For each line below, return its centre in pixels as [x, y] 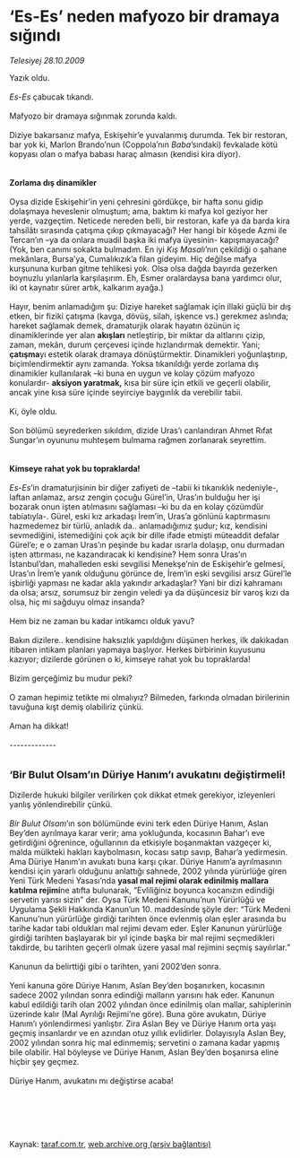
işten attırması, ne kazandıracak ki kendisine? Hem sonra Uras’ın [129, 554]
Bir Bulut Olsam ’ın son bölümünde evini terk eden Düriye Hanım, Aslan [139, 823]
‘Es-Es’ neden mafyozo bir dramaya [145, 17]
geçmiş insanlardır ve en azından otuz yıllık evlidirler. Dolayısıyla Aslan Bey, [148, 1032]
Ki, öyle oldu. [34, 411]
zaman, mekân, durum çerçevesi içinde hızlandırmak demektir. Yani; [135, 344]
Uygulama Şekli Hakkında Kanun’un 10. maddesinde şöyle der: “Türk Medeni [150, 909]
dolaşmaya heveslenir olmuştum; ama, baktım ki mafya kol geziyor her [139, 211]
